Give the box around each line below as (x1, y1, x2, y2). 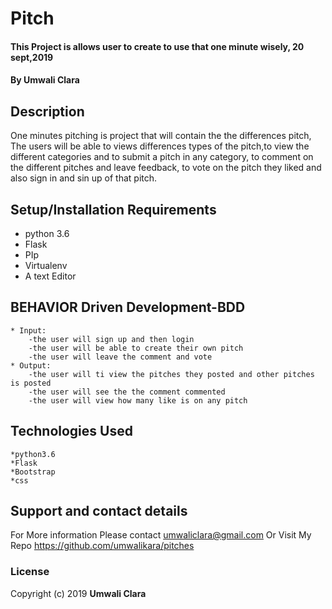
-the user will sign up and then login (28, 334, 195, 344)
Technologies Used (10, 423, 133, 440)
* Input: (10, 325, 47, 336)
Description (10, 103, 85, 120)
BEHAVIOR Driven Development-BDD (10, 299, 246, 316)
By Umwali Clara (10, 74, 80, 86)
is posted (10, 378, 52, 388)
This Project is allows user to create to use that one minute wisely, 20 (10, 40, 305, 52)
